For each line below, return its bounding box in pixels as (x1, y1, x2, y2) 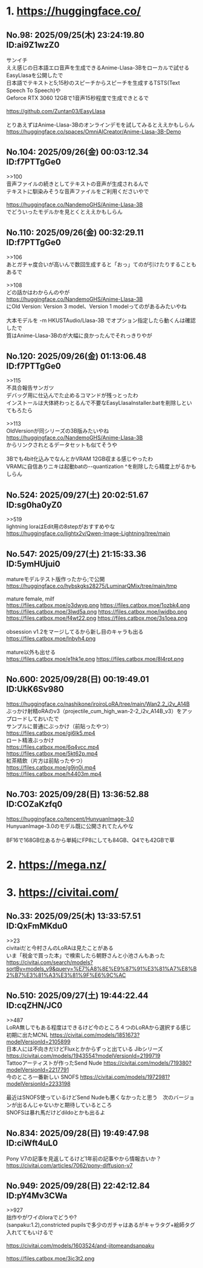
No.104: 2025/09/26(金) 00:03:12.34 (6, 147, 149, 157)
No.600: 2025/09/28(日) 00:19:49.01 (6, 674, 149, 685)
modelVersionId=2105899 (6, 1038, 71, 1045)
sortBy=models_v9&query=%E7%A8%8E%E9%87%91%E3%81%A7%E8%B (6, 965, 197, 972)
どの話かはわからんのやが (6, 289, 70, 296)
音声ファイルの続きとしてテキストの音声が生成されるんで (6, 180, 149, 187)
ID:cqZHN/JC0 (6, 1000, 63, 1011)
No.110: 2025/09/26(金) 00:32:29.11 (6, 228, 144, 238)
